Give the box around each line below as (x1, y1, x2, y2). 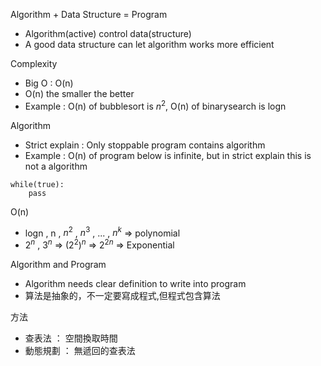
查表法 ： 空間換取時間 (24, 332, 118, 344)
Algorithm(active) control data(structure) (24, 28, 192, 39)
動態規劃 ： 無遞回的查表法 (24, 344, 136, 356)
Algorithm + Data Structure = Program (10, 9, 168, 20)
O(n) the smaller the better (24, 88, 135, 99)
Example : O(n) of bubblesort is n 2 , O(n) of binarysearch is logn (24, 99, 287, 112)
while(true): (10, 179, 65, 189)
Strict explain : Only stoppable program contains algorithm (24, 139, 266, 151)
